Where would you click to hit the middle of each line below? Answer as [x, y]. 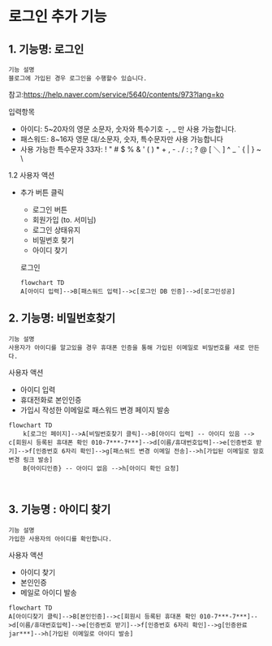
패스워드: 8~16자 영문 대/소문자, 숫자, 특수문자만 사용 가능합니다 [121, 139]
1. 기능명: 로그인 [46, 49]
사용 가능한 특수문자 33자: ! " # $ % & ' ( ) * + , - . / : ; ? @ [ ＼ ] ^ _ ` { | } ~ [140, 149]
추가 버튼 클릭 [42, 192]
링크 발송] [38, 459]
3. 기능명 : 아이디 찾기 [60, 509]
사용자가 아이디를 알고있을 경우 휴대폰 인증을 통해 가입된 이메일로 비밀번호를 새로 [127, 347]
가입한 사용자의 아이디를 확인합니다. [60, 539]
